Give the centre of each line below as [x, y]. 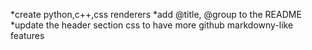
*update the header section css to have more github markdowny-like [152, 25]
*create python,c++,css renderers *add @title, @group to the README [156, 14]
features [27, 35]
